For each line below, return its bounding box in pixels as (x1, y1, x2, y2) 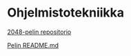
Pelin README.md (7, 41, 59, 49)
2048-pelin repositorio (7, 28, 72, 36)
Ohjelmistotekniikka (7, 5, 125, 21)
